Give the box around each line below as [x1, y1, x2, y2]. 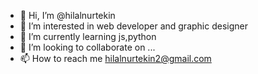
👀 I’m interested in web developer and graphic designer [19, 20, 248, 32]
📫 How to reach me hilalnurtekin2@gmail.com [19, 53, 212, 64]
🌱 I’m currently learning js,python [19, 31, 157, 42]
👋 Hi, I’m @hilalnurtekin [19, 10, 116, 21]
